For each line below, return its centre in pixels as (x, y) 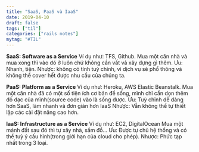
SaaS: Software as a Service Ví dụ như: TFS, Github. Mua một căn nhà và (97, 56)
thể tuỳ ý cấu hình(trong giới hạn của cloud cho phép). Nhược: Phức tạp (94, 137)
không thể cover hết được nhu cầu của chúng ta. (66, 75)
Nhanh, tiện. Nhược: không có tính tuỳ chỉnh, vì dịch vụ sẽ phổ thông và (94, 69)
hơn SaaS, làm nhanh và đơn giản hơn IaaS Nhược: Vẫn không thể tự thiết (96, 106)
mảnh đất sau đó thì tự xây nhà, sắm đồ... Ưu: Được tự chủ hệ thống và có (97, 130)
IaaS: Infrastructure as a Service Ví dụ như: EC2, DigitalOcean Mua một (95, 124)
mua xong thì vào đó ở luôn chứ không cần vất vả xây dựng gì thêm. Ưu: (94, 63)
